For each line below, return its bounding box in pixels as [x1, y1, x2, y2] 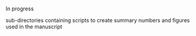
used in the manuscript [5, 23, 62, 30]
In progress [5, 5, 34, 12]
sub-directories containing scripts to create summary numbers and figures [5, 17, 190, 23]
